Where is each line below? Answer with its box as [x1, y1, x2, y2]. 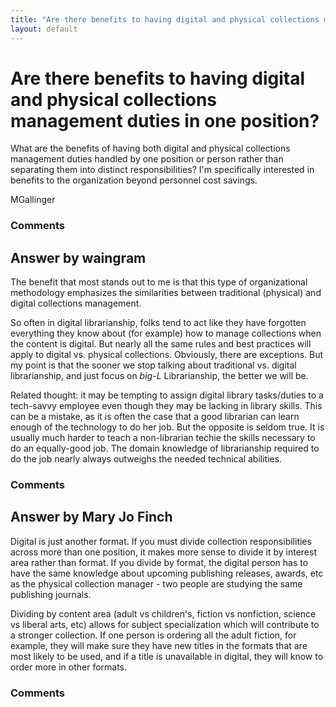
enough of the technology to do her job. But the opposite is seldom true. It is [10, 421, 325, 433]
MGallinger [10, 194, 56, 206]
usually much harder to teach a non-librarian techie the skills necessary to [10, 432, 316, 444]
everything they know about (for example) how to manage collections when [10, 327, 322, 340]
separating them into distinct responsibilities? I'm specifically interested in [10, 164, 315, 176]
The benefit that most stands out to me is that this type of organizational [10, 276, 308, 288]
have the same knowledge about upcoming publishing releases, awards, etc [10, 567, 324, 579]
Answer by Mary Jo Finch [10, 509, 173, 526]
